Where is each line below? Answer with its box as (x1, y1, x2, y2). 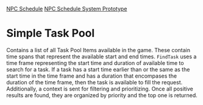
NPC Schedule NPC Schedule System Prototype (6, 5, 127, 12)
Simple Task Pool (6, 27, 95, 40)
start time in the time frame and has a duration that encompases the (6, 72, 177, 80)
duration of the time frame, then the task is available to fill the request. (6, 78, 183, 86)
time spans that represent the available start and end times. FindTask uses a (6, 53, 197, 60)
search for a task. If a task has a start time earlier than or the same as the (6, 66, 190, 73)
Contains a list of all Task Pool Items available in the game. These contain (6, 46, 191, 53)
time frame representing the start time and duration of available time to (6, 59, 184, 66)
